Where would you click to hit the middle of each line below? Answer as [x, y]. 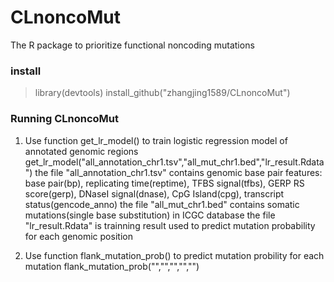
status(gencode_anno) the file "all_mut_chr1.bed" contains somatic [162, 204]
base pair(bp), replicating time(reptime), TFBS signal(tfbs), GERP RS [164, 183]
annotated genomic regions [81, 151]
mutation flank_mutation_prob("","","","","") [112, 266]
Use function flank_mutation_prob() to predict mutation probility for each [174, 255]
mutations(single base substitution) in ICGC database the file [150, 215]
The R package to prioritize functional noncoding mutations [132, 45]
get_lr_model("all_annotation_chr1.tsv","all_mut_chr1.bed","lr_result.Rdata [174, 162]
